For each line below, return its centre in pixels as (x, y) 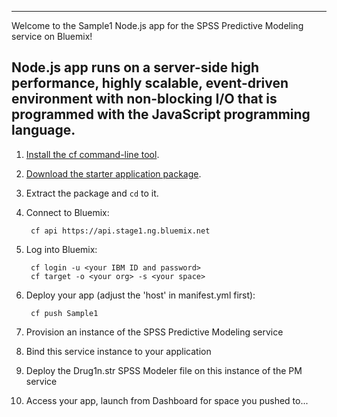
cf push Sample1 (64, 313)
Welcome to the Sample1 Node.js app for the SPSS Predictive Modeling (157, 25)
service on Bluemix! (52, 36)
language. (43, 130)
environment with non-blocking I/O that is (144, 99)
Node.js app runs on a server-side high (135, 67)
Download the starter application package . (113, 173)
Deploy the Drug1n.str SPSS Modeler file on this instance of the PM (164, 370)
